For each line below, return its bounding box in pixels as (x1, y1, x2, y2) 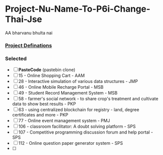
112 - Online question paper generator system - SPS (18, 140, 123, 146)
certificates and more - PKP (12, 112, 69, 118)
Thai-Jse (5, 14, 43, 25)
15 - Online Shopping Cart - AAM (18, 73, 85, 78)
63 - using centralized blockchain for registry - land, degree (18, 107, 140, 113)
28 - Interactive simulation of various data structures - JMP (18, 78, 138, 84)
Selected (5, 55, 27, 62)
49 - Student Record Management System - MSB (18, 90, 117, 96)
